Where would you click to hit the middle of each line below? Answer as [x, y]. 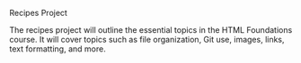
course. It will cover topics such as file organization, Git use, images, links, [147, 39]
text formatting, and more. [58, 49]
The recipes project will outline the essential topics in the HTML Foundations [151, 30]
